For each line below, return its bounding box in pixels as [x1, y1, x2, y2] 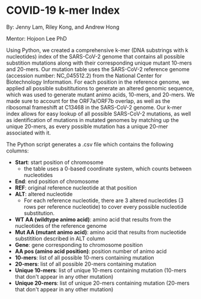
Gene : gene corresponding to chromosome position [14, 241, 143, 248]
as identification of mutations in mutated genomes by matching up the [6, 116, 179, 123]
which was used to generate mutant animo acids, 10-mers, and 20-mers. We [6, 91, 195, 98]
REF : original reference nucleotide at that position [14, 184, 138, 191]
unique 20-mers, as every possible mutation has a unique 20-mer [6, 123, 169, 130]
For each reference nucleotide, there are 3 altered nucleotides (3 [23, 197, 184, 204]
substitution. [23, 209, 55, 216]
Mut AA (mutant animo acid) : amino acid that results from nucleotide [14, 228, 187, 236]
